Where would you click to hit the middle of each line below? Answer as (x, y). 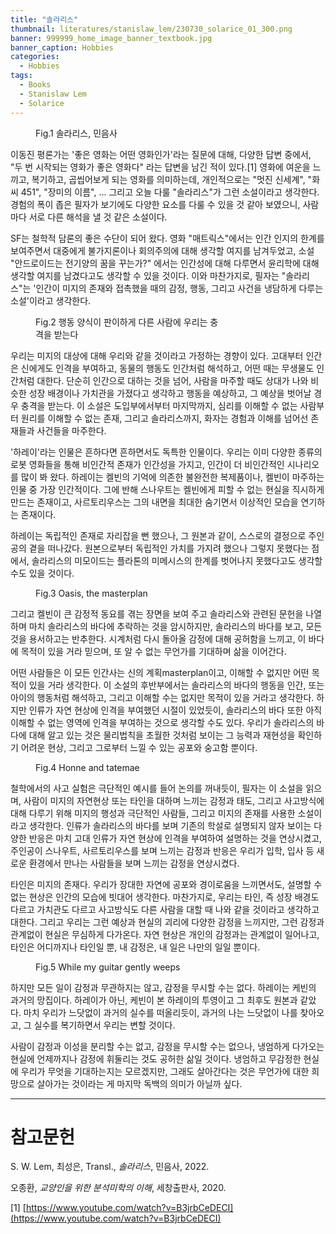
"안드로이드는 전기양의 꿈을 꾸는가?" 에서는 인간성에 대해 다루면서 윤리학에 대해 (165, 263)
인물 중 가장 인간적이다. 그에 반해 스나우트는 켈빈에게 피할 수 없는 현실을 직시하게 (167, 489)
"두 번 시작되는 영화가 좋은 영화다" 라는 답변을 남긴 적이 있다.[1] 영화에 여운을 (160, 167)
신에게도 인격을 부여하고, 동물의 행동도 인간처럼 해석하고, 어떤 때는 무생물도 (167, 368)
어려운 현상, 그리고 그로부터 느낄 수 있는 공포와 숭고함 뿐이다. (139, 747)
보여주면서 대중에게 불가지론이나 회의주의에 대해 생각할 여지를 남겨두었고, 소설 (162, 250)
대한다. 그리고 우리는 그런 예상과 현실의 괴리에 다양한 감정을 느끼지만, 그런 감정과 (167, 922)
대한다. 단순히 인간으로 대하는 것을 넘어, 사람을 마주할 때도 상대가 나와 (172, 380)
